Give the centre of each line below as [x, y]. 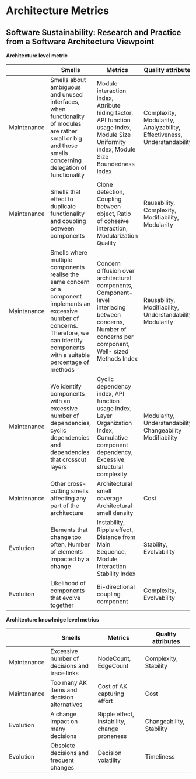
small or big [66, 138]
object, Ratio [114, 214]
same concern [70, 282]
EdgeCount [113, 666]
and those [64, 146]
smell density [115, 513]
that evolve [65, 598]
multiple [62, 260]
